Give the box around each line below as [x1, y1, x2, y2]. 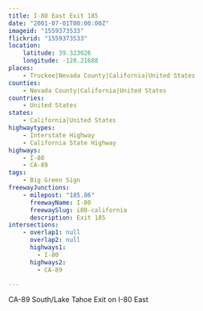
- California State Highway [22, 138, 116, 147]
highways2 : [29, 258, 67, 266]
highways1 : [29, 243, 67, 252]
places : [8, 64, 35, 72]
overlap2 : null [29, 236, 81, 244]
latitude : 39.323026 [22, 49, 91, 57]
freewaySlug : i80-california [29, 206, 128, 214]
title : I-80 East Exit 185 [8, 11, 99, 20]
